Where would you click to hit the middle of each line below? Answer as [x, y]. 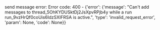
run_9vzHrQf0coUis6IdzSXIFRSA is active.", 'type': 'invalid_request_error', [80, 17]
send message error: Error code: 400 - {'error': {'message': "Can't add [77, 7]
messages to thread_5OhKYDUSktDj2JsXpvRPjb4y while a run [68, 12]
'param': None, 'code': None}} [35, 22]
